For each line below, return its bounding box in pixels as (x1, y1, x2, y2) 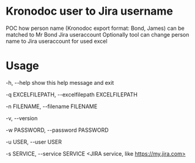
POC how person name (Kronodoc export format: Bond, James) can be (6, 24, 185, 32)
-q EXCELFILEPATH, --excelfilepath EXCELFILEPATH (6, 90, 138, 98)
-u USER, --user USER (6, 138, 62, 145)
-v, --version (6, 114, 38, 121)
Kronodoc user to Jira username (6, 4, 174, 18)
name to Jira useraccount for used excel (6, 37, 108, 45)
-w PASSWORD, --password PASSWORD (6, 126, 109, 134)
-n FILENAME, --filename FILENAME (6, 103, 98, 110)
